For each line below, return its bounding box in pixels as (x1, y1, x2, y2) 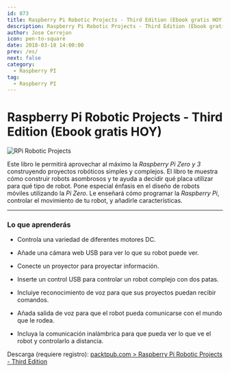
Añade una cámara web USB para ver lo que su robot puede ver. (16, 249, 199, 257)
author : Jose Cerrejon (7, 29, 72, 36)
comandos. (16, 296, 49, 304)
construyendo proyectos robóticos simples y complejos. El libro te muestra (7, 167, 218, 175)
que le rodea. (16, 317, 55, 325)
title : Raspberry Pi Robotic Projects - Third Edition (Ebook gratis (7, 16, 210, 23)
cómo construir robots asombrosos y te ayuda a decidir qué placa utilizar (7, 175, 214, 183)
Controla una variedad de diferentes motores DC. (16, 236, 156, 244)
